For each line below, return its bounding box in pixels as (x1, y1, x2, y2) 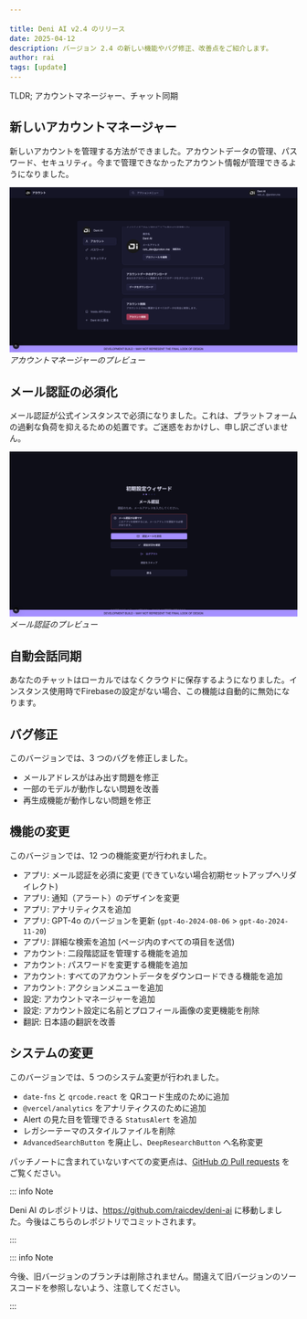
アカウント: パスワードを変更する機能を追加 (22, 959, 188, 970)
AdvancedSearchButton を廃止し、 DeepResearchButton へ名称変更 (22, 1136, 263, 1147)
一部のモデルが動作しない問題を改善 (22, 784, 160, 795)
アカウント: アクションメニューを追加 (22, 982, 164, 993)
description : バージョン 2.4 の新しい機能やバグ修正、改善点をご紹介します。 (9, 44, 273, 53)
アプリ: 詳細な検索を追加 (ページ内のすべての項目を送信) (22, 936, 236, 947)
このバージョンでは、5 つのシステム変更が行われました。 (9, 1071, 224, 1082)
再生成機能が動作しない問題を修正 (22, 795, 152, 806)
